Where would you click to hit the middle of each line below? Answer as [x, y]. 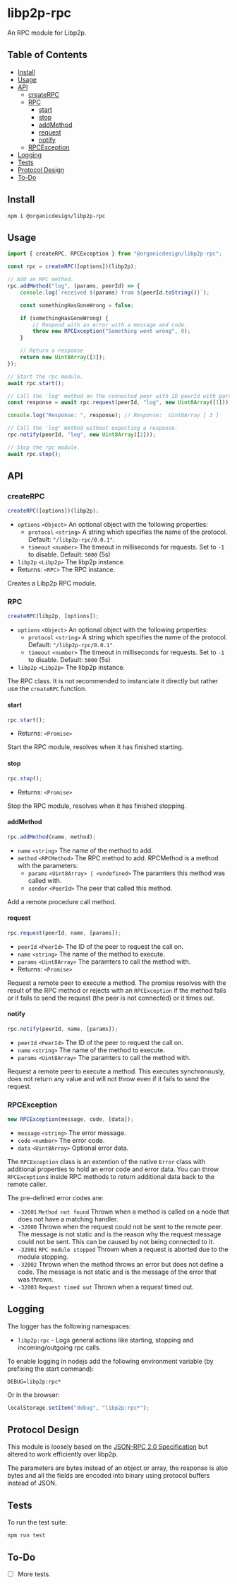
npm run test [26, 1535]
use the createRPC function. [47, 689]
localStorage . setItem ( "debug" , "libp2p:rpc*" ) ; [79, 1408]
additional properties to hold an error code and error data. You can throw [113, 1169]
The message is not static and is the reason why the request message [119, 1234]
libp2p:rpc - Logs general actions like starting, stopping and [105, 1340]
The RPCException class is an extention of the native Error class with [107, 1161]
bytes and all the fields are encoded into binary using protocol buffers [109, 1476]
